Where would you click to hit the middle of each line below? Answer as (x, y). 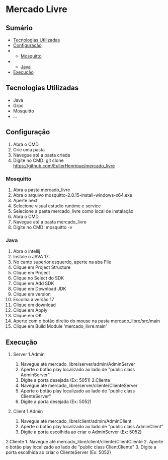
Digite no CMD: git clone (38, 160)
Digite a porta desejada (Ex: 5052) (56, 401)
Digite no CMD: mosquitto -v (43, 227)
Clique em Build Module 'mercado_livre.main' (60, 326)
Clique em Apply (30, 310)
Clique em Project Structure (42, 267)
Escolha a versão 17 (33, 300)
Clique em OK (27, 316)
